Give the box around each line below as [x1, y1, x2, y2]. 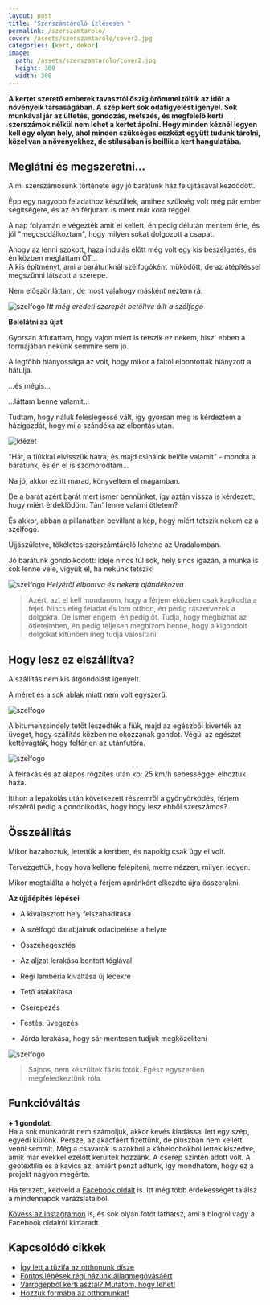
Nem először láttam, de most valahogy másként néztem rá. [8, 286, 203, 296]
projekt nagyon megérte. [8, 1169, 90, 1179]
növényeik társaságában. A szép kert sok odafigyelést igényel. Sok [8, 102, 238, 112]
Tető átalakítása [19, 987, 73, 997]
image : [8, 49, 31, 57]
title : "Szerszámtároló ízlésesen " [8, 19, 131, 27]
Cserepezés [19, 1002, 60, 1012]
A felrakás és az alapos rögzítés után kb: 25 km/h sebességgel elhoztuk [8, 769, 247, 779]
